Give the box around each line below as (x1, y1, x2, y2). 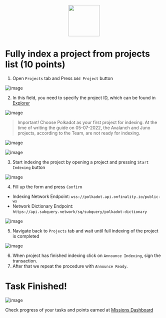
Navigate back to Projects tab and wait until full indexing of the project (12, 227, 158, 233)
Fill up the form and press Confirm (12, 183, 82, 189)
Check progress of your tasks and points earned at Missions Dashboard (5, 306, 153, 312)
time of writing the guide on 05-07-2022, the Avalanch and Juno (17, 124, 151, 130)
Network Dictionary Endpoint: (12, 203, 73, 209)
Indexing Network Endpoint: (12, 193, 70, 199)
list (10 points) (5, 59, 66, 70)
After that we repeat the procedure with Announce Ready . (12, 263, 128, 269)
